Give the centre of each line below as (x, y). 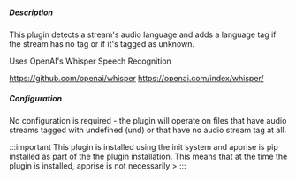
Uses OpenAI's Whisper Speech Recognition (91, 61)
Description (31, 12)
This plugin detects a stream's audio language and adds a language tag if (143, 34)
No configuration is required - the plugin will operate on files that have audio (148, 120)
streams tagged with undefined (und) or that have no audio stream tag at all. (148, 130)
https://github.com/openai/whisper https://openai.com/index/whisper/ (137, 78)
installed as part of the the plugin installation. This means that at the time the (148, 156)
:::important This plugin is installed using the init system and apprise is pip (144, 146)
